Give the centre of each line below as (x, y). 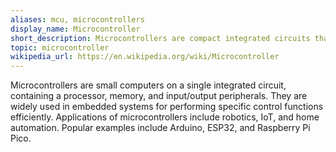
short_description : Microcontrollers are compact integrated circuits (160, 38)
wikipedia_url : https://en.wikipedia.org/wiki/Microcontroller (145, 57)
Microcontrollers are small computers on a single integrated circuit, (148, 85)
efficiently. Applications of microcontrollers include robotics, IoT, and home (165, 117)
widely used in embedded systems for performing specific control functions (167, 107)
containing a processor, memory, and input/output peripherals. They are (159, 96)
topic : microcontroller (60, 47)
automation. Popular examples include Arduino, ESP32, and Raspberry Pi (160, 128)
